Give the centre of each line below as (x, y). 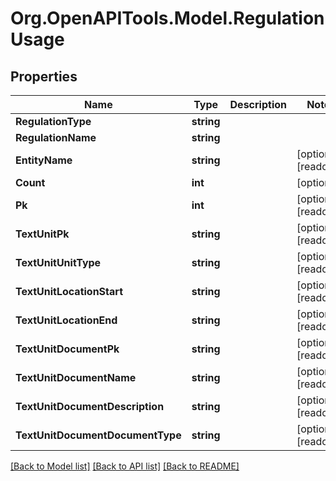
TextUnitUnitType (58, 262)
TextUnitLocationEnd (66, 320)
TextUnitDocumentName (76, 377)
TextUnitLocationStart (69, 291)
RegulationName (56, 137)
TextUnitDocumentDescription (90, 406)
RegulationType (53, 121)
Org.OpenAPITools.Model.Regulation (167, 18)
